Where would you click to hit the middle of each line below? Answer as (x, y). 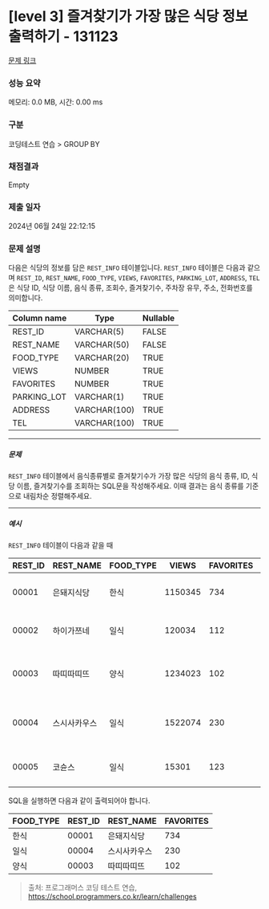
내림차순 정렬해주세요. (57, 496)
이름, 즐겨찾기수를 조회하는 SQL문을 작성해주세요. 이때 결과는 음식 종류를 (130, 486)
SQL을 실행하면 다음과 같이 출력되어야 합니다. (79, 801)
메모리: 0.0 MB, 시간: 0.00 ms (56, 102)
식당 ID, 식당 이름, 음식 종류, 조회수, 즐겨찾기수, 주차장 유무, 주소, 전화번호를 (135, 288)
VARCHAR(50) (102, 344)
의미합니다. (26, 298)
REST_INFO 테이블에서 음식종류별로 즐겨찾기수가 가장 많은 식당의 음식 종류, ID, (129, 476)
